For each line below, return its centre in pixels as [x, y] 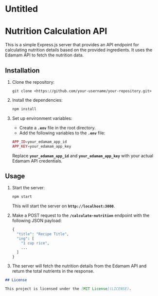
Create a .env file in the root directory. [57, 128]
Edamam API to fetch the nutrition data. [44, 55]
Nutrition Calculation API [56, 31]
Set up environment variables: [42, 118]
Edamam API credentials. [37, 161]
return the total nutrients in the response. [53, 271]
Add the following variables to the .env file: [62, 133]
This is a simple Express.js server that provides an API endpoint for [72, 45]
